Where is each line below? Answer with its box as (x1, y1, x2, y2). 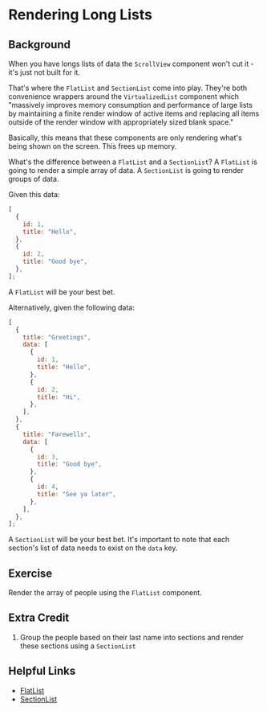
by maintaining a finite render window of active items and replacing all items (8, 109, 260, 118)
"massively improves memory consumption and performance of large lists (8, 101, 253, 109)
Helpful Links (8, 664, 76, 678)
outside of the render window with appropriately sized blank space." (8, 117, 234, 126)
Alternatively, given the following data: (8, 302, 135, 312)
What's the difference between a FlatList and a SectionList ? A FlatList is (8, 157, 258, 166)
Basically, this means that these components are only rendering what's (8, 133, 242, 142)
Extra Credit (8, 611, 70, 625)
